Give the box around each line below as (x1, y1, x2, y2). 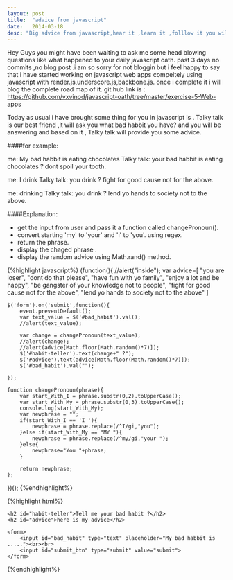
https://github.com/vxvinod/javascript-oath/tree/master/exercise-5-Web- (7, 93, 216, 101)
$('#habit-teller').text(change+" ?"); (19, 351, 135, 358)
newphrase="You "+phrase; (32, 448, 107, 455)
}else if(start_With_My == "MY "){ (19, 429, 123, 437)
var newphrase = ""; (19, 411, 79, 418)
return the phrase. (17, 238, 69, 247)
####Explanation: (7, 210, 58, 218)
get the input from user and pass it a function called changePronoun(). (17, 223, 219, 232)
